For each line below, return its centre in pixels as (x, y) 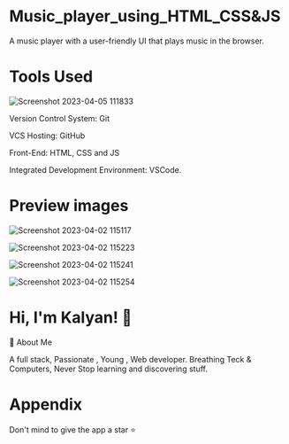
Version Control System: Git (60, 118)
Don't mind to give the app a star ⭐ (73, 429)
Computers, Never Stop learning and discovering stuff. (108, 369)
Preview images (69, 206)
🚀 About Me (31, 342)
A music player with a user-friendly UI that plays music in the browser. (137, 41)
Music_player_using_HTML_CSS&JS (145, 16)
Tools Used (51, 77)
